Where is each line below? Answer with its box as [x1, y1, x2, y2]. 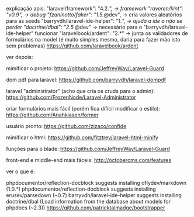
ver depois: [6, 54, 33, 60]
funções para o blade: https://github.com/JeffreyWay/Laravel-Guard [6, 146, 171, 152]
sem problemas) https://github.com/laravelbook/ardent [6, 42, 138, 49]
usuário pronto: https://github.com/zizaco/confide [6, 123, 127, 129]
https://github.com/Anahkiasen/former [6, 111, 99, 118]
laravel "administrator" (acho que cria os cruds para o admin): [6, 88, 155, 94]
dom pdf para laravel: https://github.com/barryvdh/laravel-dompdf [6, 76, 167, 83]
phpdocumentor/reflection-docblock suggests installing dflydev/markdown [6, 180, 187, 186]
